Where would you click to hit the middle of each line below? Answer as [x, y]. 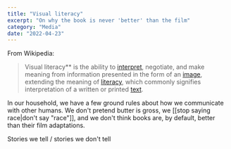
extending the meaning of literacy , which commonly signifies [113, 82]
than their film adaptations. [46, 125]
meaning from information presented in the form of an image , [113, 74]
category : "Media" [34, 27]
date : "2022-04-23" [36, 33]
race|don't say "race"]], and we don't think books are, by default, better [111, 118]
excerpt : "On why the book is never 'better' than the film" [99, 20]
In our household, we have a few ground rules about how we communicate [115, 103]
